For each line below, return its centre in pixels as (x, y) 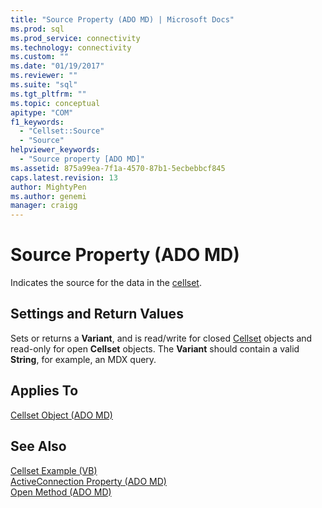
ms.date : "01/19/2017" (57, 66)
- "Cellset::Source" (62, 131)
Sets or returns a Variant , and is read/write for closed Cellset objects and (161, 338)
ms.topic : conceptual (55, 103)
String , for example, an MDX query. (83, 359)
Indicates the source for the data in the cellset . (106, 283)
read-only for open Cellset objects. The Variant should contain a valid (155, 348)
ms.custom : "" (40, 57)
